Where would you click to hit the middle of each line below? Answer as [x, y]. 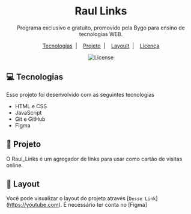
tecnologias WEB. [101, 34]
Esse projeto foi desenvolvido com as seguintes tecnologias [80, 94]
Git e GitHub [30, 119]
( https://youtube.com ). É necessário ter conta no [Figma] [77, 205]
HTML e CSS [31, 106]
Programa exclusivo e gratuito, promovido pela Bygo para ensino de [101, 28]
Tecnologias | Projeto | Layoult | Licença [101, 46]
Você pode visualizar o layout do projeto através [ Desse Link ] [82, 198]
